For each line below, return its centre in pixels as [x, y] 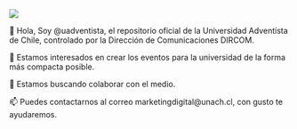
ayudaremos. [33, 114]
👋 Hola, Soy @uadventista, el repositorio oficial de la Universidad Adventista [149, 31]
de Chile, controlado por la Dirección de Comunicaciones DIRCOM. [132, 40]
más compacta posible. [52, 67]
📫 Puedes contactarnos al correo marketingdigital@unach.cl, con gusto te [146, 102]
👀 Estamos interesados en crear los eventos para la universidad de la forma [148, 57]
